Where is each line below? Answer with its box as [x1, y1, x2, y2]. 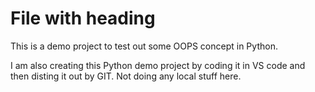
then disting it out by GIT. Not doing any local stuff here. [10, 70, 242, 82]
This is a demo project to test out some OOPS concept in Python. [10, 40, 278, 52]
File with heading [10, 7, 156, 30]
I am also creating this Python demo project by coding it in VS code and [10, 59, 306, 71]
